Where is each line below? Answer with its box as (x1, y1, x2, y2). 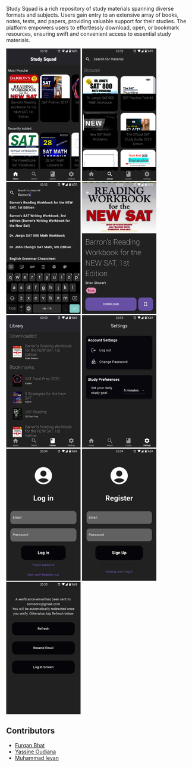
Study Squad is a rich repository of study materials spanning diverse (6, 5, 174, 12)
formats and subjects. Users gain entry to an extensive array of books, (6, 11, 179, 18)
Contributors (6, 726, 55, 736)
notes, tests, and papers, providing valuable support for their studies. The (6, 18, 187, 24)
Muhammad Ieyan (14, 754, 59, 761)
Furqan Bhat (14, 741, 45, 749)
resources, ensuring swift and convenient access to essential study (6, 30, 171, 37)
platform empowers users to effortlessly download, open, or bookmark (6, 24, 180, 31)
